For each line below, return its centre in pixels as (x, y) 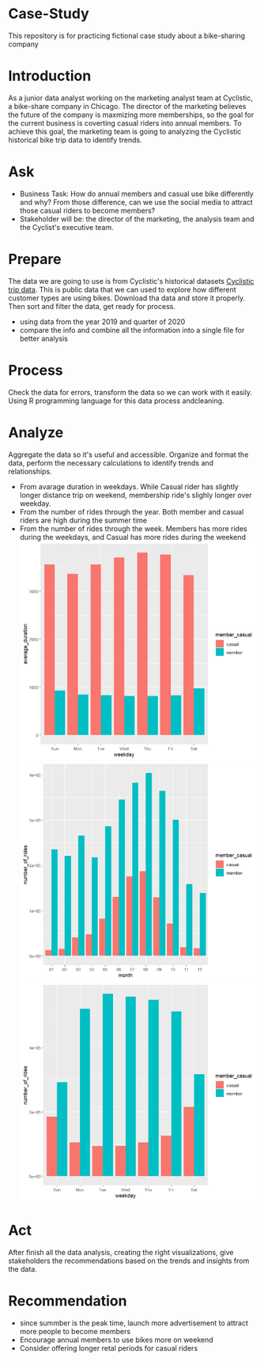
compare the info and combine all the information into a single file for (132, 330)
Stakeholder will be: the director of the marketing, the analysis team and (137, 219)
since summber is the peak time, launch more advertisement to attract (134, 1323)
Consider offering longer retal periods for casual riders (109, 1348)
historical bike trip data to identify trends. (75, 140)
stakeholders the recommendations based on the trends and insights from (129, 1261)
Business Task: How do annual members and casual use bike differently (137, 194)
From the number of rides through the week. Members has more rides (133, 528)
